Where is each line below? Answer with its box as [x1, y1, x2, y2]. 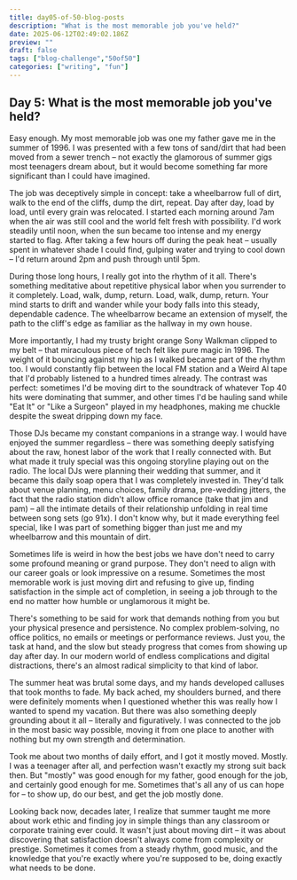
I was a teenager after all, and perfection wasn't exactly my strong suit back [9, 760, 286, 771]
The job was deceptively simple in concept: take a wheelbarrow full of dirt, [9, 187, 282, 198]
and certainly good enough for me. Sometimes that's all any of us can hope [9, 779, 285, 790]
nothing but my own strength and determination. [9, 734, 186, 744]
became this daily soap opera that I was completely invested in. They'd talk [9, 475, 284, 485]
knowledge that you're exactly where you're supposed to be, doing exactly [9, 852, 283, 863]
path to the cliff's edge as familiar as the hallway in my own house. [9, 318, 253, 328]
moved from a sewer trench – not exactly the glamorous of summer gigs [9, 152, 273, 162]
